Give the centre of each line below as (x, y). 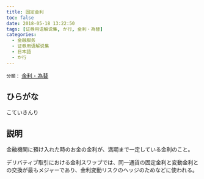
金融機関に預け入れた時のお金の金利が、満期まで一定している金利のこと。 (100, 150)
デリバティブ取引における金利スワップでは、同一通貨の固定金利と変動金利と (103, 163)
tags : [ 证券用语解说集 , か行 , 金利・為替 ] (55, 29)
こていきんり (22, 112)
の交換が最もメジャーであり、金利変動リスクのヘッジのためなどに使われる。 (102, 170)
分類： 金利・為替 (27, 75)
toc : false (20, 18)
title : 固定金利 (25, 12)
